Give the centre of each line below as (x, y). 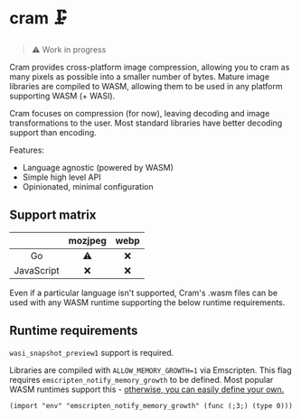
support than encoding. (53, 132)
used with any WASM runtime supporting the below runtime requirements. (147, 302)
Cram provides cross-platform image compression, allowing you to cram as (150, 67)
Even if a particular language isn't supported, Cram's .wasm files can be (144, 293)
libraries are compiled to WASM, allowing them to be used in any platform (146, 86)
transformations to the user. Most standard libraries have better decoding (146, 123)
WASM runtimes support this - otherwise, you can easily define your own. (147, 389)
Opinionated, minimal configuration (88, 186)
